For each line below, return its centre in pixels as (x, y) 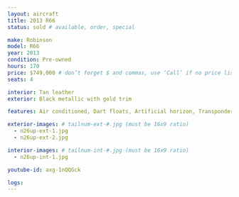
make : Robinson (30, 40)
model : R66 (23, 47)
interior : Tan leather (41, 92)
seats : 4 (20, 79)
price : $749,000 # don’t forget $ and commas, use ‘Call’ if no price (114, 73)
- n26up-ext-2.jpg (41, 137)
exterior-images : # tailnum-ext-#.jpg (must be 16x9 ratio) (99, 125)
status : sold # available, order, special (71, 27)
